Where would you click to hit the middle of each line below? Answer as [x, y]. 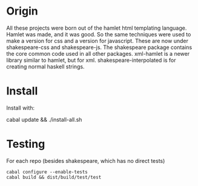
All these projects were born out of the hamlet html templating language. [97, 28]
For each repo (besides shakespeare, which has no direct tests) [86, 161]
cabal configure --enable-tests [47, 172]
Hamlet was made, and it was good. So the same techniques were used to [99, 34]
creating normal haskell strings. [45, 66]
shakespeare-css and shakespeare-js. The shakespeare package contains [99, 47]
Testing [26, 144]
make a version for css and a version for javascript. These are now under [97, 41]
